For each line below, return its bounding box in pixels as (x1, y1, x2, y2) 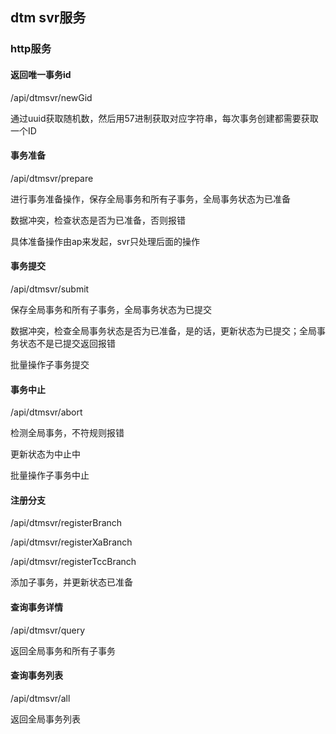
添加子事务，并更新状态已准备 (10, 576, 133, 588)
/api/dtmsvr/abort (10, 406, 83, 418)
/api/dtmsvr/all (10, 692, 71, 704)
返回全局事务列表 (10, 713, 81, 725)
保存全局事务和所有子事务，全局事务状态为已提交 (10, 303, 212, 315)
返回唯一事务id (10, 68, 72, 80)
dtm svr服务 (10, 9, 87, 27)
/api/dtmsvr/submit (10, 283, 90, 295)
